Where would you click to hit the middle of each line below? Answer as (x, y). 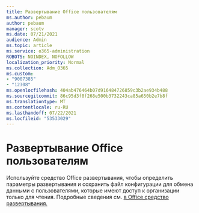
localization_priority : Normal (45, 62)
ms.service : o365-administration (48, 51)
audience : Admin (26, 40)
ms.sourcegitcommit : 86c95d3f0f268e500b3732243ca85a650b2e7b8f (87, 96)
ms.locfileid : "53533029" (38, 118)
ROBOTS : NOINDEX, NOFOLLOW (40, 57)
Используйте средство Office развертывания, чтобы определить (90, 178)
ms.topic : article (29, 46)
